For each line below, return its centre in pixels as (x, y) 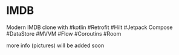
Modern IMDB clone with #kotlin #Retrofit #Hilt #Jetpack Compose (89, 27)
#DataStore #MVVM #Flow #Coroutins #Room (64, 33)
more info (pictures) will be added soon (55, 45)
